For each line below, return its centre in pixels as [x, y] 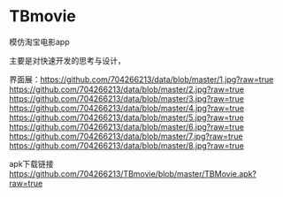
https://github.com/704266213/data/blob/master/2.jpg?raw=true [127, 89]
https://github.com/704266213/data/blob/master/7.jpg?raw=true [126, 136]
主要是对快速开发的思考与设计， [67, 60]
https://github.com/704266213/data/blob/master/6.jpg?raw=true [127, 126]
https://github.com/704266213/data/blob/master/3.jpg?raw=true [127, 98]
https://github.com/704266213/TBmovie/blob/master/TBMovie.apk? [133, 173]
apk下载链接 [32, 163]
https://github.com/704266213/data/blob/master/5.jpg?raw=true [127, 117]
